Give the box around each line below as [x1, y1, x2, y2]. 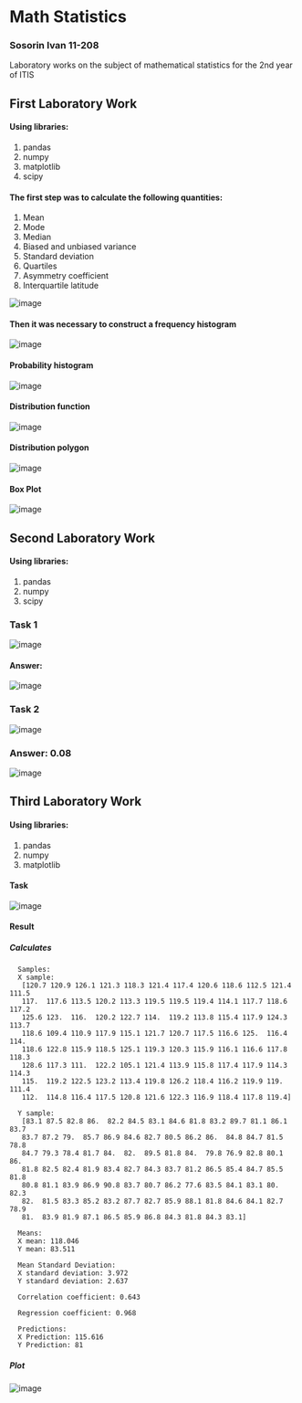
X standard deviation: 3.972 [17, 1269, 129, 1278]
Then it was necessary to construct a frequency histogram [9, 318, 237, 330]
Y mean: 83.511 [17, 1245, 76, 1254]
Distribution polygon [9, 442, 89, 453]
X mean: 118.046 [17, 1237, 79, 1246]
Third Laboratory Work [9, 794, 142, 809]
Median [22, 231, 52, 243]
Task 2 [9, 703, 40, 716]
